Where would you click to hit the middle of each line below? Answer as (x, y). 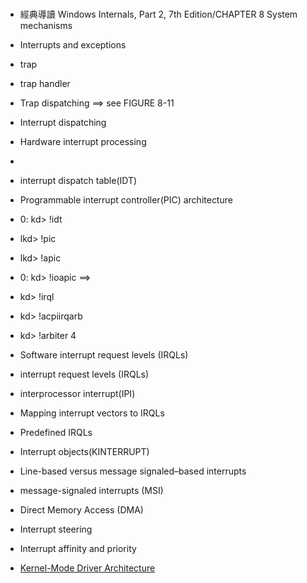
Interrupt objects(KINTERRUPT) (84, 452)
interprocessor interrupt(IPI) (77, 394)
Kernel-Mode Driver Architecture (87, 568)
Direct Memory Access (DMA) (81, 510)
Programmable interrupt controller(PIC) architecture (126, 200)
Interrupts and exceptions (73, 45)
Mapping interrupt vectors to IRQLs (92, 413)
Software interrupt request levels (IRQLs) (104, 355)
